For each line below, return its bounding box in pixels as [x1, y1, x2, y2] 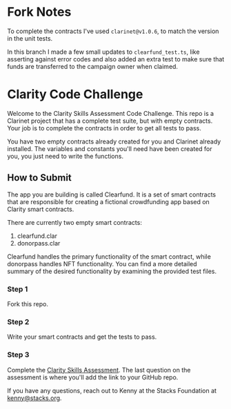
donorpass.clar [17, 239, 61, 247]
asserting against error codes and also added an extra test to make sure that [7, 54, 225, 63]
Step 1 [7, 284, 28, 294]
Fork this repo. [7, 299, 48, 308]
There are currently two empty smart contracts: [7, 218, 143, 226]
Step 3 [7, 350, 30, 359]
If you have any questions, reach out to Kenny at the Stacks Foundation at [7, 386, 217, 395]
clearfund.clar [17, 232, 57, 240]
